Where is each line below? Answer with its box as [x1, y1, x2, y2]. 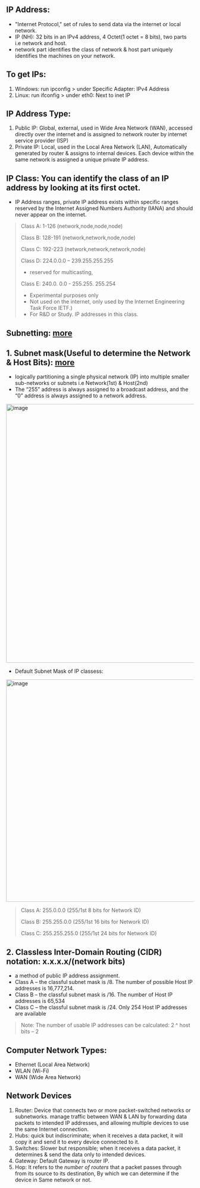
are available [14, 1010, 46, 1017]
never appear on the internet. [14, 211, 87, 218]
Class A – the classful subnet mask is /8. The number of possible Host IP [14, 979, 193, 986]
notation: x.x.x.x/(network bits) [6, 956, 126, 966]
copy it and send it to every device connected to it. [14, 1138, 140, 1145]
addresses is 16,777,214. [14, 985, 74, 992]
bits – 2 [20, 1028, 39, 1035]
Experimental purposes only [29, 291, 99, 299]
